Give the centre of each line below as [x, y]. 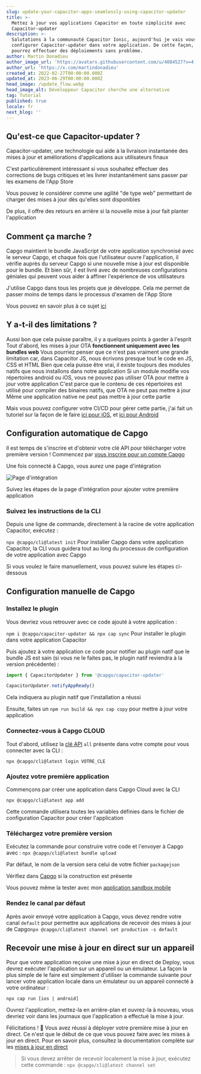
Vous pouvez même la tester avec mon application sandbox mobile [89, 888]
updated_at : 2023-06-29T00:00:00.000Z [54, 79]
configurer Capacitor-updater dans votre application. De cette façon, [103, 46]
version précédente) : [33, 664]
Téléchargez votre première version [59, 833]
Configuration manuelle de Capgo [71, 592]
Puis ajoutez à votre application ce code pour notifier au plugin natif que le [98, 651]
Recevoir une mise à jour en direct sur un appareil [100, 948]
